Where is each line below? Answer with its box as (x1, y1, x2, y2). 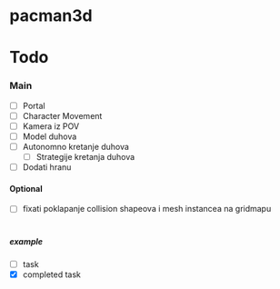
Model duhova (22, 131, 77, 142)
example (9, 235, 44, 246)
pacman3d (9, 5, 93, 26)
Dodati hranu (22, 162, 72, 173)
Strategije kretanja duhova (35, 151, 135, 162)
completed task (22, 269, 82, 280)
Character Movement (22, 110, 103, 121)
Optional (9, 183, 43, 194)
